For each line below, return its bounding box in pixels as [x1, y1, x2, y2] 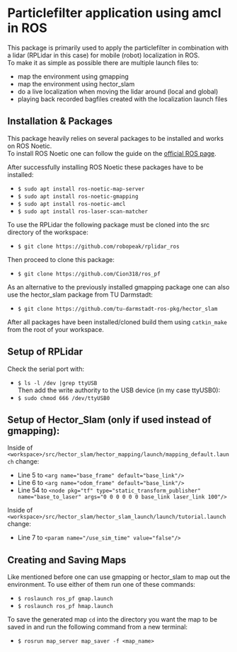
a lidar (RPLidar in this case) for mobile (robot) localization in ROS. [7, 51, 200, 59]
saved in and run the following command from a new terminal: [7, 623, 188, 631]
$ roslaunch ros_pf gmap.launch [17, 595, 113, 602]
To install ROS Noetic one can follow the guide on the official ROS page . [7, 149, 217, 157]
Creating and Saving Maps [7, 554, 127, 566]
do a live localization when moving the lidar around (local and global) [17, 87, 219, 96]
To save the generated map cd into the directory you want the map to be [7, 615, 218, 624]
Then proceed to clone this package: [7, 255, 115, 263]
